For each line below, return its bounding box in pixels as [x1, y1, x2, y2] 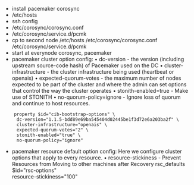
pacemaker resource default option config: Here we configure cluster [11, 148, 183, 155]
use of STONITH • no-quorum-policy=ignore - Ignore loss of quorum [11, 93, 181, 101]
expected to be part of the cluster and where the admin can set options [11, 81, 187, 88]
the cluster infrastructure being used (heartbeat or [50, 68, 174, 75]
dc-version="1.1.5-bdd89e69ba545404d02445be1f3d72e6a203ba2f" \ [16, 117, 180, 123]
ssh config [11, 18, 38, 24]
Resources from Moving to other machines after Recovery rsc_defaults [11, 161, 186, 167]
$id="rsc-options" [11, 167, 57, 174]
